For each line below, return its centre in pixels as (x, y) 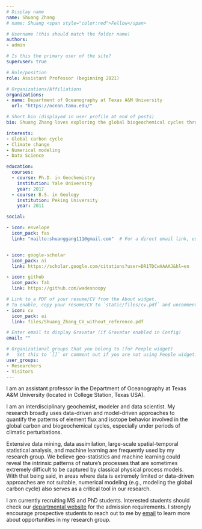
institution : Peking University (57, 200)
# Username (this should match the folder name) (68, 34)
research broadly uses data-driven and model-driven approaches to (90, 413)
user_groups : (23, 360)
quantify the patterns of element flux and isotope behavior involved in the (97, 419)
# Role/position (26, 72)
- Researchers (24, 366)
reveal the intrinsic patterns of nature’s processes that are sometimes (92, 463)
